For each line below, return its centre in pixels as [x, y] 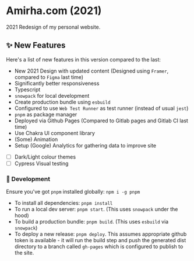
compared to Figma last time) [49, 77]
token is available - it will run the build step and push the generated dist [100, 241]
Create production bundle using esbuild [62, 102]
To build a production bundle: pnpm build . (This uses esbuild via [91, 222]
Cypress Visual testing [41, 163]
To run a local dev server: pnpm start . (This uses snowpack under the [96, 210]
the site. [24, 253]
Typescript [27, 90]
